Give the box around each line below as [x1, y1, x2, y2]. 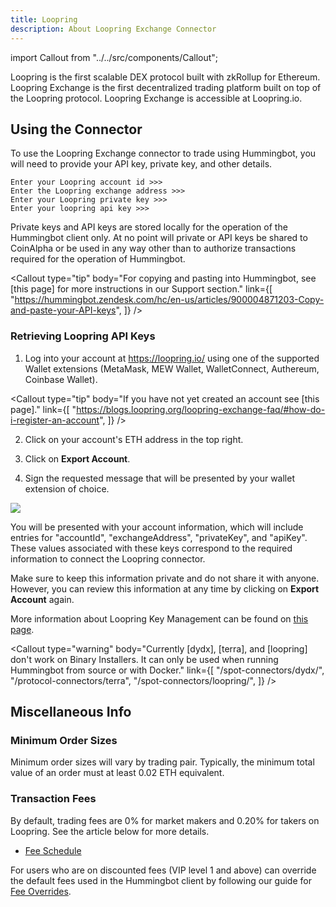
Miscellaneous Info [10, 704, 132, 720]
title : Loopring [10, 14, 78, 25]
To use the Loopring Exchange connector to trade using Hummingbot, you [10, 147, 317, 160]
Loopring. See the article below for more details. [10, 825, 210, 837]
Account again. [10, 593, 75, 605]
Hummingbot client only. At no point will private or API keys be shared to [10, 232, 308, 244]
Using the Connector [10, 121, 143, 138]
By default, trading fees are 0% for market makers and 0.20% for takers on [10, 814, 320, 826]
